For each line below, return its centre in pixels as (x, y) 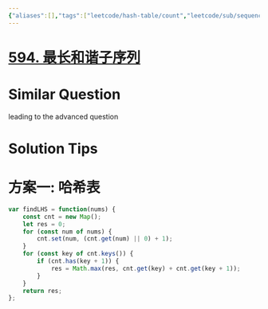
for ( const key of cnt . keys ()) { (78, 254)
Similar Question (65, 94)
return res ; (42, 291)
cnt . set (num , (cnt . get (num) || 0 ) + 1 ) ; (105, 239)
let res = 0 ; (44, 224)
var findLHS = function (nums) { (62, 209)
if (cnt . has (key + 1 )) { (78, 261)
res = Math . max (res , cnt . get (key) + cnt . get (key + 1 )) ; (146, 268)
